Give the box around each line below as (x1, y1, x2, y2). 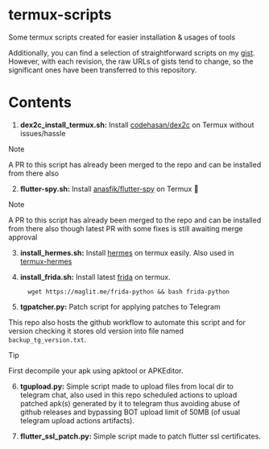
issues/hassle (19, 128, 66, 138)
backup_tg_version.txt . (8, 335, 87, 344)
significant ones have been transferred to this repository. (8, 64, 197, 74)
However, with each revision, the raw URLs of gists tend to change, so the (8, 56, 254, 66)
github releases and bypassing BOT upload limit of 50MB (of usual (19, 407, 240, 417)
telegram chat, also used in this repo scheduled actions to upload (19, 389, 238, 400)
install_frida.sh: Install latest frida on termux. (19, 272, 171, 281)
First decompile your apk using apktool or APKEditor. (8, 365, 184, 376)
